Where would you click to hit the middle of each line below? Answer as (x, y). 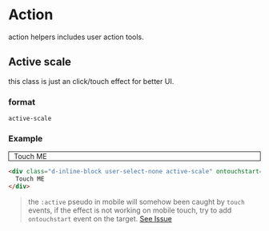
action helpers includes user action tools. (76, 37)
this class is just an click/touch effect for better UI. (91, 81)
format (22, 102)
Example (26, 138)
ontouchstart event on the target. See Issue (100, 218)
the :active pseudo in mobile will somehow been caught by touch (137, 201)
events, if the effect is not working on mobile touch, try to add (130, 210)
